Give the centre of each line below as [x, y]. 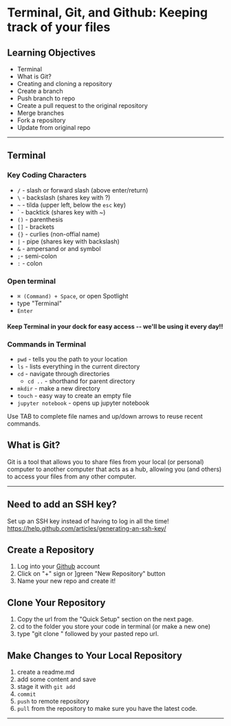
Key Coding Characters [47, 175]
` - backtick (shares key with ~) [61, 212]
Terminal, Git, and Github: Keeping [108, 13]
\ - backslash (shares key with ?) [64, 197]
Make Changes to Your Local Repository [95, 656]
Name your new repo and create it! [66, 581]
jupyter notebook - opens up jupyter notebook [83, 403]
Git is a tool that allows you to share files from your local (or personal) [106, 461]
